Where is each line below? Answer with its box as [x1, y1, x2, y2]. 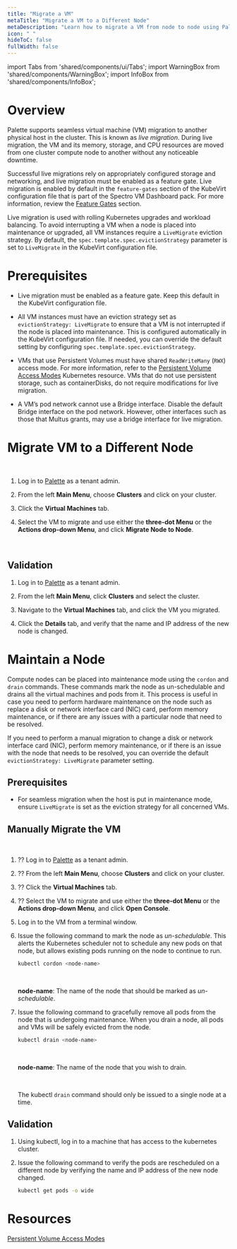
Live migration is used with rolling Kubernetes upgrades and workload [7, 213, 211, 221]
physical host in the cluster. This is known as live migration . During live [7, 133, 213, 141]
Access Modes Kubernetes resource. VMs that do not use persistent [17, 371, 217, 379]
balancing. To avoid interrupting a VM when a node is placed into [7, 220, 196, 229]
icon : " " [7, 30, 37, 37]
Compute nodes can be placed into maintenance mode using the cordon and [7, 675, 229, 683]
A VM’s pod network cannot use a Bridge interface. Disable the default [17, 400, 223, 408]
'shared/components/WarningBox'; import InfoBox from [7, 70, 169, 78]
